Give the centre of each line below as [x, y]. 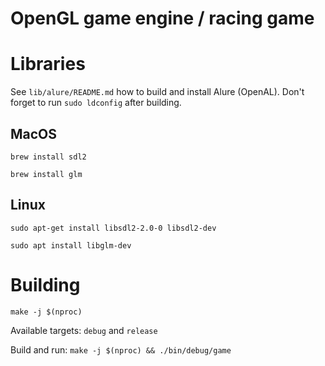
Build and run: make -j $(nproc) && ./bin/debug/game [121, 349]
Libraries [48, 64]
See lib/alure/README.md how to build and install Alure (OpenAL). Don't [157, 92]
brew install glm [46, 174]
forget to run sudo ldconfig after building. [96, 103]
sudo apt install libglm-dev [71, 245]
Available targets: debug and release [84, 330]
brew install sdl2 [48, 157]
